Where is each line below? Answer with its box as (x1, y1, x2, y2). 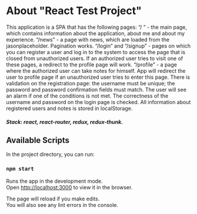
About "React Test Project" (6, 4, 142, 18)
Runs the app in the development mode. (6, 178, 103, 185)
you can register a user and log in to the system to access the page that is (6, 48, 186, 55)
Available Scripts (6, 135, 69, 145)
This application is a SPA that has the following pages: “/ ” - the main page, (6, 24, 187, 31)
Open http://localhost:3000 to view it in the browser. (6, 183, 133, 190)
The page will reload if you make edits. (6, 195, 100, 202)
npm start (6, 166, 34, 172)
